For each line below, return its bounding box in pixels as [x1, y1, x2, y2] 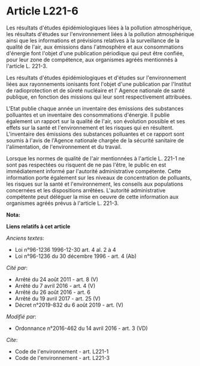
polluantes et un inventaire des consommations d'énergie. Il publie [6, 111, 170, 118]
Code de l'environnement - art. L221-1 [14, 347, 109, 355]
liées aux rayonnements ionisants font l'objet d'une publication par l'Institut [6, 80, 192, 88]
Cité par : [6, 264, 28, 271]
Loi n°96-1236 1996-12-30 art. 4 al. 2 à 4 [14, 246, 116, 253]
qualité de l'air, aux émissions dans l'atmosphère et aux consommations [6, 43, 184, 50]
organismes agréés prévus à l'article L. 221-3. [6, 200, 119, 207]
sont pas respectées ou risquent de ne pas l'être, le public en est [6, 161, 166, 168]
